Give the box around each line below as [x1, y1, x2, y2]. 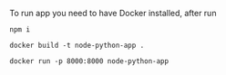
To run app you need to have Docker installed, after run [9, 8, 217, 18]
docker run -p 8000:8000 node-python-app [9, 57, 169, 66]
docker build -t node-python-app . [9, 41, 145, 50]
